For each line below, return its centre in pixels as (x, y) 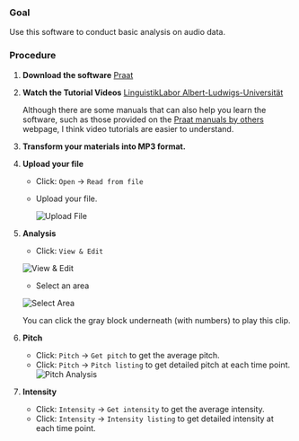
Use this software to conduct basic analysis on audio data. (118, 32)
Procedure (33, 56)
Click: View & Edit (70, 251)
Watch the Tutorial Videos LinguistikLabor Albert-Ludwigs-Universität (153, 93)
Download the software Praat (78, 75)
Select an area (62, 286)
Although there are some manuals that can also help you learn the (144, 110)
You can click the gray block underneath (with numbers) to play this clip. (156, 320)
